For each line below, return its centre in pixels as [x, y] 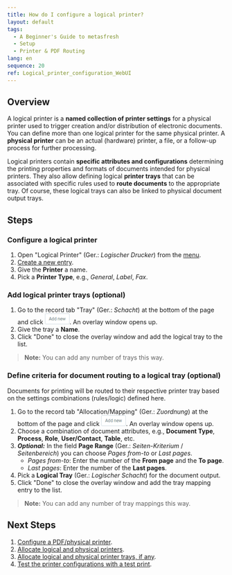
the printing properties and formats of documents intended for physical [109, 169]
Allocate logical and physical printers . [71, 549]
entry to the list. [39, 490]
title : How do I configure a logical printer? [75, 15]
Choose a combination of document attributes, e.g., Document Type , [116, 431]
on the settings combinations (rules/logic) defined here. [87, 398]
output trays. [25, 198]
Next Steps [32, 525]
